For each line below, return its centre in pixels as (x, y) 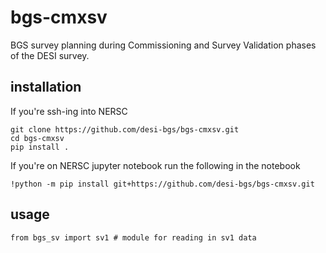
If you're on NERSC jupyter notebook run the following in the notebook (155, 165)
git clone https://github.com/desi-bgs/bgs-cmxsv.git (125, 129)
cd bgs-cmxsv (37, 138)
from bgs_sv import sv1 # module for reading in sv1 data (133, 237)
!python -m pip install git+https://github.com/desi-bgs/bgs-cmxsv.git (162, 184)
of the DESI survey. (50, 55)
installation (46, 87)
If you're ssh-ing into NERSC (69, 111)
